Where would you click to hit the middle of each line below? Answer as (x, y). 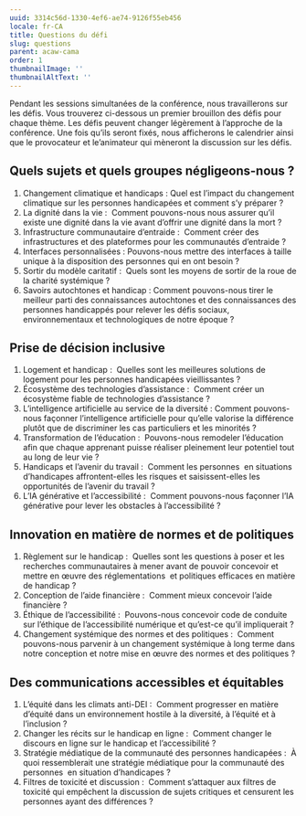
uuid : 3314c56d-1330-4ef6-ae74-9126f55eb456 (95, 18)
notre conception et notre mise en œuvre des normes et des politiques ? (158, 653)
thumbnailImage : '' (47, 69)
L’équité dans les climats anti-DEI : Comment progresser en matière (151, 704)
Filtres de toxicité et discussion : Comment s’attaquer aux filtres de (149, 782)
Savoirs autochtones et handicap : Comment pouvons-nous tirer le (148, 290)
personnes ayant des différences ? (88, 801)
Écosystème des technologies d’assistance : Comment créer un (143, 389)
